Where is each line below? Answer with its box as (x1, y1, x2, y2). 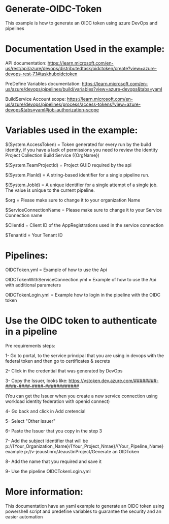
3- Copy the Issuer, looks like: (5, 377, 67, 384)
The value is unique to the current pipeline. (5, 187, 95, 193)
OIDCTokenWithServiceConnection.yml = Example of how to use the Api (5, 276, 156, 282)
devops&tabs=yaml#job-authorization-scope (5, 106, 99, 112)
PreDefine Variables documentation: (5, 80, 81, 86)
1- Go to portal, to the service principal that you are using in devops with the (5, 352, 164, 359)
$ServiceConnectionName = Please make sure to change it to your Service (5, 207, 162, 213)
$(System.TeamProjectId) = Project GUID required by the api (5, 162, 132, 168)
